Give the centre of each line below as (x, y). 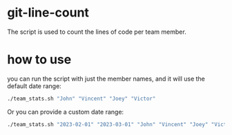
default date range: (35, 86)
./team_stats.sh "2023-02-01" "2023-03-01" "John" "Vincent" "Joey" (108, 124)
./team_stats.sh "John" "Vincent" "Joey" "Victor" (81, 98)
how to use (39, 60)
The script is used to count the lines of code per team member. (97, 32)
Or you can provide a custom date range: (66, 112)
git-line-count (48, 13)
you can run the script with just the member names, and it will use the (106, 79)
